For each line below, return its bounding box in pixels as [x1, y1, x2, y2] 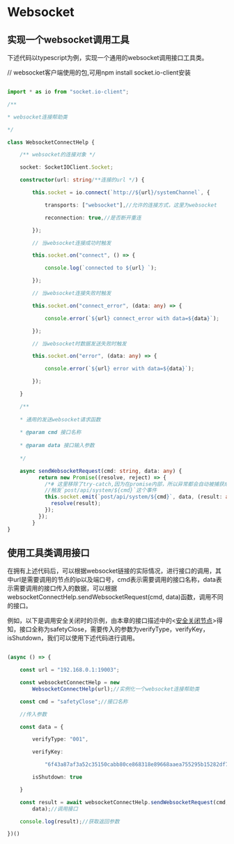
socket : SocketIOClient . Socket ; [19, 164, 114, 171]
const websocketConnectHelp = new [19, 679, 120, 686]
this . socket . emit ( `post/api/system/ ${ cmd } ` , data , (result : [44, 493, 223, 501]
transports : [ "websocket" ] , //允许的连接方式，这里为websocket [44, 202, 217, 209]
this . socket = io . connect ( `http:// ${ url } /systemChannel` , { [32, 189, 210, 196]
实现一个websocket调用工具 [7, 33, 130, 45]
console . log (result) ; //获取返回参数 [19, 817, 120, 825]
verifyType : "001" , [32, 736, 89, 743]
